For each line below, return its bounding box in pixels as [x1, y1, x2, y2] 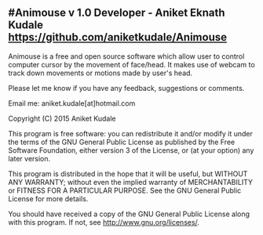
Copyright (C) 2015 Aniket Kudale [8, 114, 116, 123]
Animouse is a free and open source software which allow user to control [8, 51, 245, 61]
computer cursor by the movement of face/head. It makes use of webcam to [8, 60, 255, 69]
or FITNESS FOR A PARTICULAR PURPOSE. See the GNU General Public [8, 186, 242, 195]
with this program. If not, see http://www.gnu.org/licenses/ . [8, 217, 200, 226]
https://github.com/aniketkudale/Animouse [8, 31, 228, 44]
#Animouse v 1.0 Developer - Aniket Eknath [8, 6, 225, 20]
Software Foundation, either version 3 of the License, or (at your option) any [8, 145, 254, 155]
